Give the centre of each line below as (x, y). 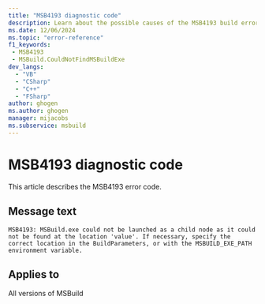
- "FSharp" (33, 96)
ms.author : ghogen (38, 111)
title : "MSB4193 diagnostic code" (65, 15)
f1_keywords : (30, 45)
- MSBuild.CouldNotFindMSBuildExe (68, 60)
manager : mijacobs (38, 118)
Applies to (34, 274)
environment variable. (45, 250)
